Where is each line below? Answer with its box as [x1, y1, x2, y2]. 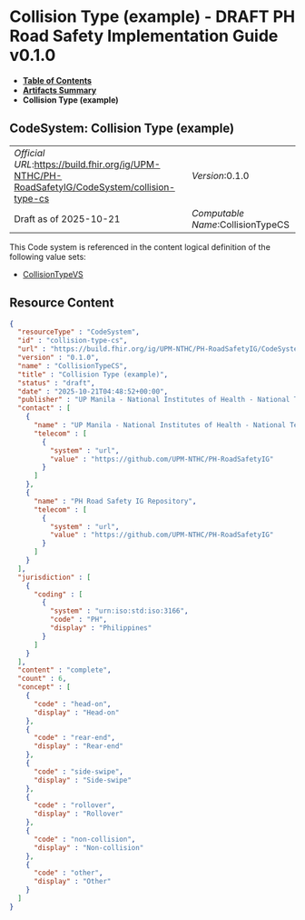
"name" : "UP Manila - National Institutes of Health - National [33, 421, 286, 430]
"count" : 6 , [17, 675, 67, 684]
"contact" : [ [17, 404, 71, 413]
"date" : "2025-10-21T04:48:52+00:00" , [17, 386, 169, 396]
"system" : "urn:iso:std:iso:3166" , [49, 606, 189, 615]
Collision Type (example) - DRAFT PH [9, 6, 296, 27]
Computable [192, 206, 245, 219]
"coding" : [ [33, 589, 84, 599]
